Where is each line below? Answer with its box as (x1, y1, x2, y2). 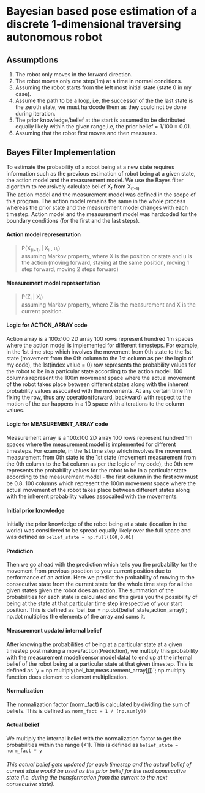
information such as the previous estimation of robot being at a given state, (6, 169, 196, 177)
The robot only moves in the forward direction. (15, 71, 133, 78)
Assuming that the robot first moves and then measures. (15, 130, 157, 136)
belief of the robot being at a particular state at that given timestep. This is (6, 660, 193, 668)
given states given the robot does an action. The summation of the (6, 587, 174, 594)
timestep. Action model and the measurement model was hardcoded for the (6, 210, 198, 218)
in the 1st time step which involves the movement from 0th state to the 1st (6, 348, 192, 356)
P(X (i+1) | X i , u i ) (21, 244, 61, 253)
